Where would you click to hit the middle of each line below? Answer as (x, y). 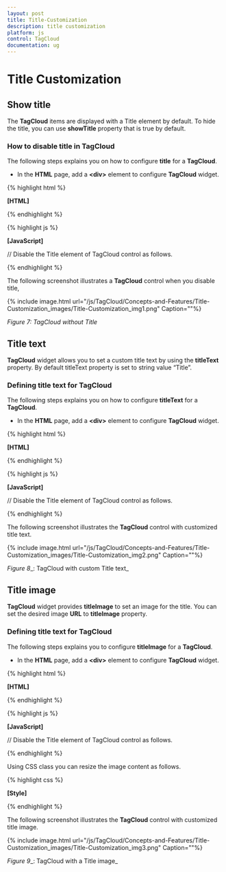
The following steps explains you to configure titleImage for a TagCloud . (110, 647)
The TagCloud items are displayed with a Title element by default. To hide (111, 121)
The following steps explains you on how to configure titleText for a (103, 400)
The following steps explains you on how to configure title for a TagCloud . (112, 161)
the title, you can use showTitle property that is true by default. (97, 128)
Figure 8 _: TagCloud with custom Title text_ (68, 569)
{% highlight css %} (35, 779)
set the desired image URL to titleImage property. (77, 614)
